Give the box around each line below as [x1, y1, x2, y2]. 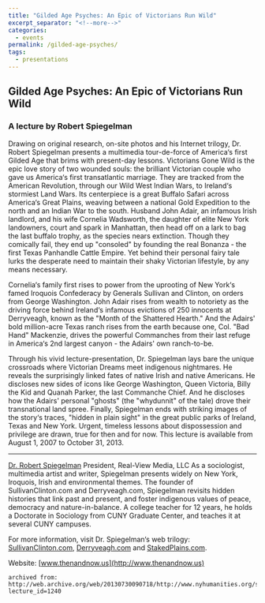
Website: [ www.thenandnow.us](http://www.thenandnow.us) [8, 558, 205, 567]
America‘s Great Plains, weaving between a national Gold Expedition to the [8, 197, 251, 207]
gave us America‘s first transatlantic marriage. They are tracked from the [8, 172, 244, 182]
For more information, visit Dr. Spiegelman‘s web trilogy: [8, 534, 191, 544]
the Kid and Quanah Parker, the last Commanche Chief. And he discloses [8, 388, 245, 397]
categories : [8, 26, 47, 34]
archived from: [8, 573, 58, 581]
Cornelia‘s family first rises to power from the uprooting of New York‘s [8, 279, 235, 289]
